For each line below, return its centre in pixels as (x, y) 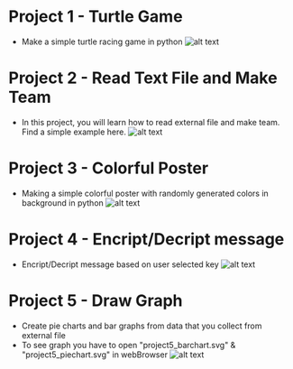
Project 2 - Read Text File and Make (143, 78)
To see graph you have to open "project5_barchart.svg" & (128, 345)
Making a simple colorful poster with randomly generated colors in (145, 193)
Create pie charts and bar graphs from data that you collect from (142, 326)
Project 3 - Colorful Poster (109, 168)
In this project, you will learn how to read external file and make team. (151, 122)
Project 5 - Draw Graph (96, 300)
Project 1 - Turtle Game (96, 17)
